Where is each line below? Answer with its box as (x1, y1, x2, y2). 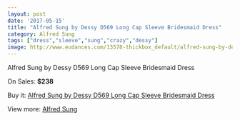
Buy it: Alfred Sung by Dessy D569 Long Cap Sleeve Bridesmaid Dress (7, 91, 215, 99)
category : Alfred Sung (7, 30, 75, 38)
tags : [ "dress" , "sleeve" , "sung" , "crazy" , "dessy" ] (7, 37, 159, 44)
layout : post (7, 10, 46, 18)
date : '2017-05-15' (7, 17, 66, 24)
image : (7, 44, 27, 51)
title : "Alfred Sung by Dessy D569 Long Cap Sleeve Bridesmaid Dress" (7, 24, 222, 31)
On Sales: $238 (7, 77, 54, 86)
